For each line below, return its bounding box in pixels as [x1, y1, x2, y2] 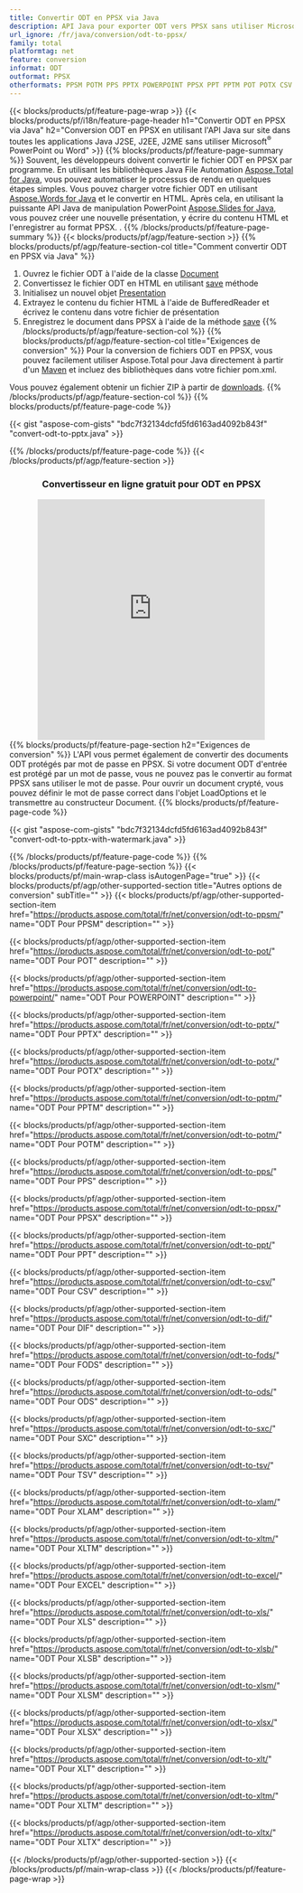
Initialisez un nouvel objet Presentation [22, 287, 167, 298]
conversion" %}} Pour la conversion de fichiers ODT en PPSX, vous [22, 345, 273, 356]
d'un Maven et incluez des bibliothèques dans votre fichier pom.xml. [22, 364, 278, 375]
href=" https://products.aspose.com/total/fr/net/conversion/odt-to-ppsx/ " [9, 1202, 281, 1213]
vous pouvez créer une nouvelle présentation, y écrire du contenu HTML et [9, 212, 289, 223]
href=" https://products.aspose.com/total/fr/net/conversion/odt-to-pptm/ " [9, 1092, 282, 1103]
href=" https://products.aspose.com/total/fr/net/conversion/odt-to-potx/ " [9, 1055, 280, 1067]
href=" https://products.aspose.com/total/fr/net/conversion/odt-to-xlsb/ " [9, 1643, 279, 1654]
